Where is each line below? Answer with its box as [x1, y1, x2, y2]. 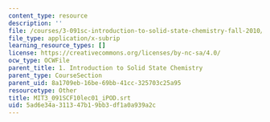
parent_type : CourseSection [8, 71, 103, 79]
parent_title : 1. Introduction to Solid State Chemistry [8, 64, 203, 72]
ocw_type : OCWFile [8, 57, 70, 65]
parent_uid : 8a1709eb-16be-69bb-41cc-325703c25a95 [8, 79, 182, 87]
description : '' [8, 19, 63, 27]
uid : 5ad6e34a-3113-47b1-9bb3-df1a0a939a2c [8, 101, 157, 109]
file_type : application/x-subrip [8, 34, 121, 43]
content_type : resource [8, 11, 88, 20]
